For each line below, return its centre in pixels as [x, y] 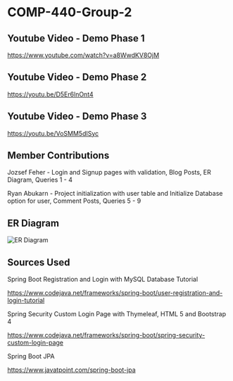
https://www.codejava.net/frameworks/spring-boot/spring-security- [106, 335]
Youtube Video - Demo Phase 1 [76, 38]
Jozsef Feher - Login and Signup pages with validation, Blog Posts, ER [109, 173]
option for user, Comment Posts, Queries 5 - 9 [74, 201]
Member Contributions [58, 156]
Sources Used [39, 262]
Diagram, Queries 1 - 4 [40, 180]
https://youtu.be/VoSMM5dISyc [53, 133]
